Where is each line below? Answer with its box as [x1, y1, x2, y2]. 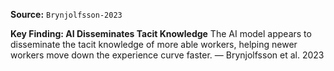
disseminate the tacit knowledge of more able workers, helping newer [10, 39, 298, 50]
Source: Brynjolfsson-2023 [10, 9, 123, 20]
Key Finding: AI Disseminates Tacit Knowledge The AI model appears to [10, 28, 312, 39]
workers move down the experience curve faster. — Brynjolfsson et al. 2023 [10, 49, 325, 61]
